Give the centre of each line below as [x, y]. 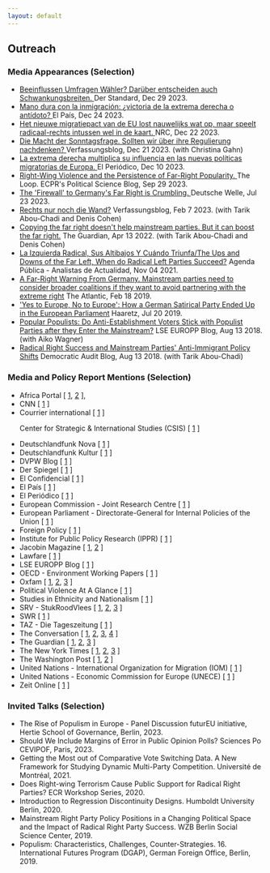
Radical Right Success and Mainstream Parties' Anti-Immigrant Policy [135, 348]
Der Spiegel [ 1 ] [46, 469]
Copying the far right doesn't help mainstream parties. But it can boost [137, 227]
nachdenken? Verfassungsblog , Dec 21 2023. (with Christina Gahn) [131, 150]
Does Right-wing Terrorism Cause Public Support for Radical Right [130, 784]
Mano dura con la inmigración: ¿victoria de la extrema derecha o [127, 107]
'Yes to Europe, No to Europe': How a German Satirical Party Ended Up [137, 305]
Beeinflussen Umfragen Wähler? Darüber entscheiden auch [118, 89]
